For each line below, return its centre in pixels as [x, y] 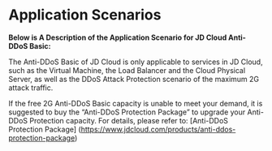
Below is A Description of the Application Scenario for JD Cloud [118, 37]
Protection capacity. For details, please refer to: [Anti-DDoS [129, 120]
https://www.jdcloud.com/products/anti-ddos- [158, 129]
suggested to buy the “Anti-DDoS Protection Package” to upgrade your [127, 112]
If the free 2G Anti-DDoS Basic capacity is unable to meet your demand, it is [136, 103]
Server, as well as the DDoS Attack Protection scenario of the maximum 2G [134, 79]
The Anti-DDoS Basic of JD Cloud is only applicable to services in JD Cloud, [136, 62]
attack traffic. [31, 88]
